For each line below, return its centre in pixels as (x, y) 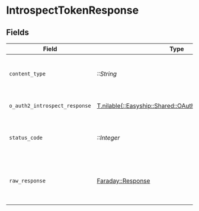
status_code (26, 138)
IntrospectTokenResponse (73, 10)
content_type (28, 74)
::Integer (108, 138)
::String (107, 74)
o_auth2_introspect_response (50, 105)
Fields (18, 32)
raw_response (28, 181)
